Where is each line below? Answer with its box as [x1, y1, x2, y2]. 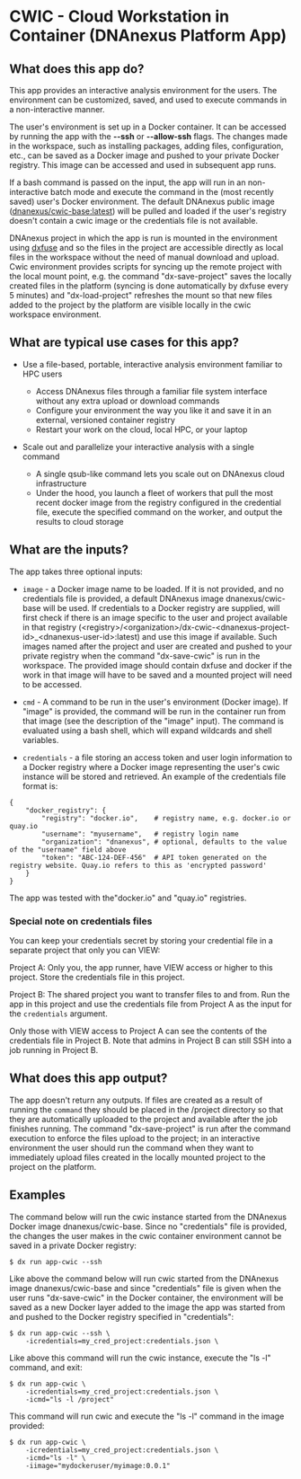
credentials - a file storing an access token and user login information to [22, 752, 293, 763]
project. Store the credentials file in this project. [9, 971, 186, 982]
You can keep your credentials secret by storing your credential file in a [9, 934, 274, 945]
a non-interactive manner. [9, 104, 105, 114]
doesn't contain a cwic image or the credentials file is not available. [9, 216, 259, 226]
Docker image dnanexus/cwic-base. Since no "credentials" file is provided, [9, 1220, 288, 1232]
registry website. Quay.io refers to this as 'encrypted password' [9, 861, 268, 870]
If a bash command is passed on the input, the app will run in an [9, 177, 246, 188]
